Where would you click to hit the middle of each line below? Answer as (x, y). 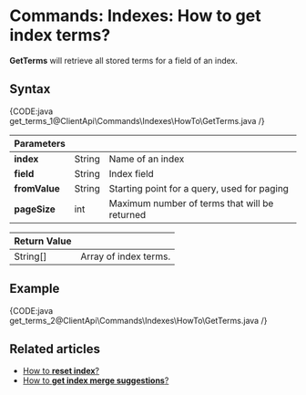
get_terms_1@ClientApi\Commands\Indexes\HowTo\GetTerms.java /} (138, 120)
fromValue (37, 188)
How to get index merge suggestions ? (96, 380)
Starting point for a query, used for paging (199, 188)
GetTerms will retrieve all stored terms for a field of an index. (124, 60)
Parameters (40, 143)
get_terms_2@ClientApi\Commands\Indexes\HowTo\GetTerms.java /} (138, 320)
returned (127, 214)
